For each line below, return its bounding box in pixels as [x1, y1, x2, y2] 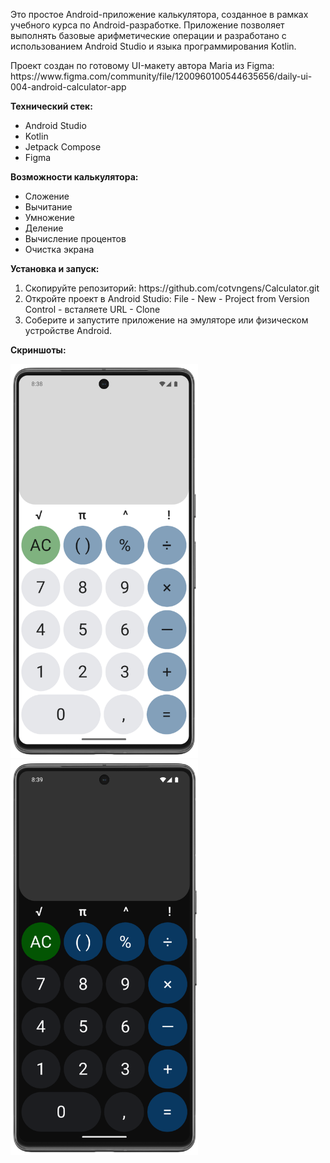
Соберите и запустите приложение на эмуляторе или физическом [24, 314, 309, 326]
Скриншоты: [10, 344, 67, 356]
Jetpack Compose [24, 141, 102, 153]
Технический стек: [10, 100, 93, 112]
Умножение [24, 212, 76, 223]
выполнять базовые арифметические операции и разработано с [10, 30, 287, 41]
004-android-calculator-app [10, 81, 127, 93]
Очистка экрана [24, 244, 95, 255]
